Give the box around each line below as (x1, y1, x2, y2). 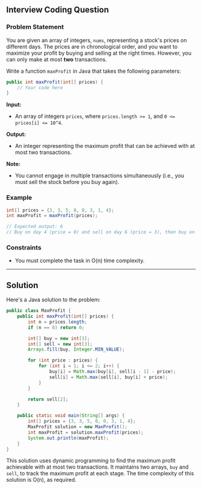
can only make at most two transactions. (6, 55, 107, 63)
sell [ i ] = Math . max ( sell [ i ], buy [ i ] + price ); (49, 374, 168, 380)
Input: (6, 101, 22, 108)
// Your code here (17, 84, 63, 91)
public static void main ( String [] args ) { (17, 413, 125, 419)
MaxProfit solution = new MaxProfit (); (28, 424, 128, 430)
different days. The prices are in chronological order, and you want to (6, 43, 178, 50)
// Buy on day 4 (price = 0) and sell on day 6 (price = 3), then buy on (6, 229, 195, 235)
